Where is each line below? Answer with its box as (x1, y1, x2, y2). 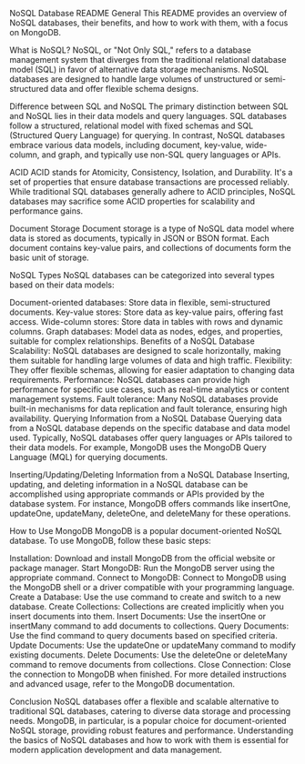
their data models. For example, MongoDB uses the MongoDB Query (9, 442, 267, 453)
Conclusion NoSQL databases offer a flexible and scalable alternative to (9, 696, 280, 707)
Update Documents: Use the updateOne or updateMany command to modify (9, 640, 296, 650)
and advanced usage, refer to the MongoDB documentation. (9, 679, 235, 689)
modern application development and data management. (9, 745, 223, 755)
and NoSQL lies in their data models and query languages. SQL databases (9, 111, 287, 121)
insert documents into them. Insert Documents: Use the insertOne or (9, 611, 267, 621)
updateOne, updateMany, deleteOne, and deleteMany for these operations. (9, 508, 291, 518)
